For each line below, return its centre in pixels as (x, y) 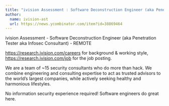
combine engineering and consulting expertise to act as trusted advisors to (83, 73)
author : (13, 14)
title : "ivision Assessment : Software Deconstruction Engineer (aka (80, 10)
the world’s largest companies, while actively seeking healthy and (73, 78)
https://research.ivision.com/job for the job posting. (59, 58)
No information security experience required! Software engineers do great (82, 93)
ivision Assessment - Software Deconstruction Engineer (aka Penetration (81, 38)
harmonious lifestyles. (28, 84)
